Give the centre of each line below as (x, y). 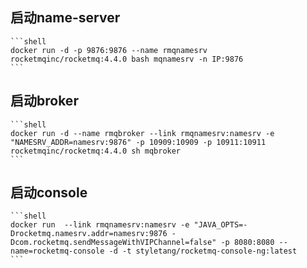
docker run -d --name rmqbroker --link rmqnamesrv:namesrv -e (142, 133)
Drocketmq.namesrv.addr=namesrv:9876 (89, 234)
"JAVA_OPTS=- (220, 225)
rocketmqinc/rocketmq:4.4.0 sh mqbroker (96, 151)
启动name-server (65, 18)
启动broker (44, 101)
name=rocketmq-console (57, 251)
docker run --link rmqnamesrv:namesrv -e (100, 225)
